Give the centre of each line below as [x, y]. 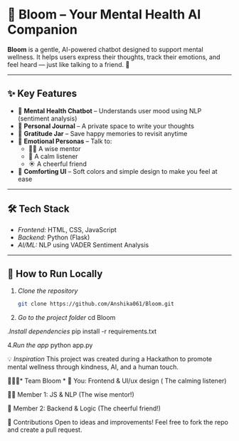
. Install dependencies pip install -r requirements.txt [82, 331]
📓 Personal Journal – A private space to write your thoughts [106, 126]
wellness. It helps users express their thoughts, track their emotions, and [114, 57]
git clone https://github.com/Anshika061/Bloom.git [96, 304]
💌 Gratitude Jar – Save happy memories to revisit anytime [102, 133]
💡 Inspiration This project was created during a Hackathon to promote [110, 359]
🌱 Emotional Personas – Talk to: [65, 141]
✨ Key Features [42, 94]
